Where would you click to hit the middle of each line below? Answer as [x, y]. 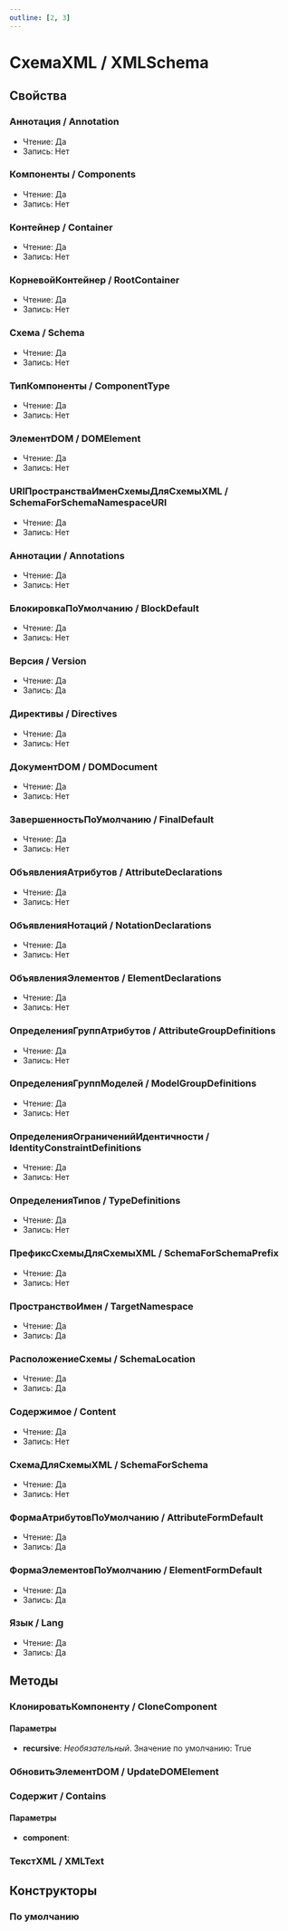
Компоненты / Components [72, 175]
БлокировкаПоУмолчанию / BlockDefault [104, 608]
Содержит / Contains [58, 1796]
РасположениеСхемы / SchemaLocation [103, 1359]
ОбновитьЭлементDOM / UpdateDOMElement [114, 1772]
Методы [34, 1681]
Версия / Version [48, 661]
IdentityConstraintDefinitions [76, 1148]
